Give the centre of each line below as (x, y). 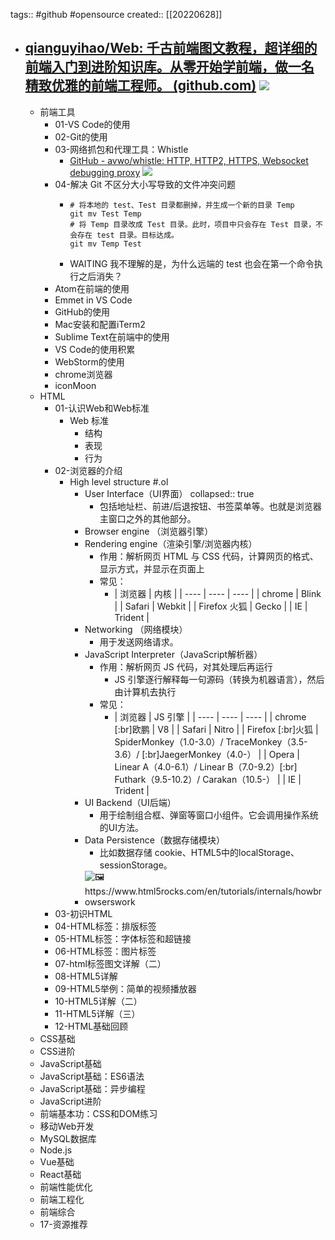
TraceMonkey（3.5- (266, 741)
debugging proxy (105, 172)
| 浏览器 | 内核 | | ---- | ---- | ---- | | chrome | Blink (218, 593)
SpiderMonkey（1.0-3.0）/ (169, 741)
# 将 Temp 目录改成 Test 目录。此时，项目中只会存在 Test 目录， (193, 224)
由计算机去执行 (145, 691)
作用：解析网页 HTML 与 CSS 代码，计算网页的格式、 (209, 556)
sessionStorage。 (136, 865)
